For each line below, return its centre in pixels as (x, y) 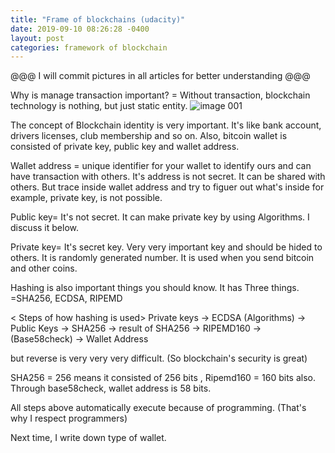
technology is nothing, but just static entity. (99, 106)
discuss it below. (44, 228)
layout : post (37, 38)
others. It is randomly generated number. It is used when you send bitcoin (162, 258)
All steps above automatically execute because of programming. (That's (158, 408)
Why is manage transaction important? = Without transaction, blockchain (160, 95)
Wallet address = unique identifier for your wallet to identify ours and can (161, 166)
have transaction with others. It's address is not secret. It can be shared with (168, 177)
